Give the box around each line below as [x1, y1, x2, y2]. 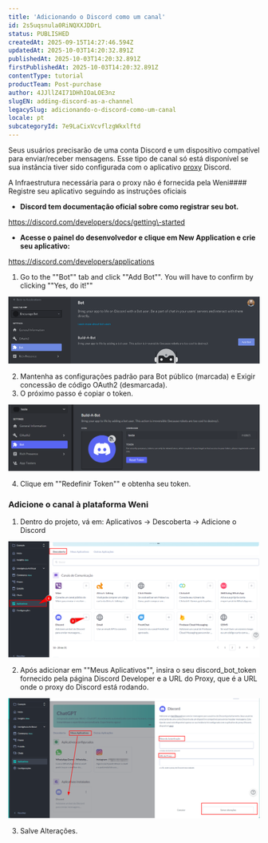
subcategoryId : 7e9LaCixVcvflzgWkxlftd [8, 122, 141, 131]
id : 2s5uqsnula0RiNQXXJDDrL [8, 21, 102, 30]
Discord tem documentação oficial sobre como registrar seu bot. [19, 202, 239, 211]
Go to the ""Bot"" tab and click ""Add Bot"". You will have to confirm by [19, 272, 254, 281]
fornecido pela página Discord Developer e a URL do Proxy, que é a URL [19, 674, 258, 683]
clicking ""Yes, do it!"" [19, 280, 93, 290]
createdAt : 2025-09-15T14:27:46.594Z [8, 38, 134, 46]
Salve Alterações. [19, 825, 78, 835]
